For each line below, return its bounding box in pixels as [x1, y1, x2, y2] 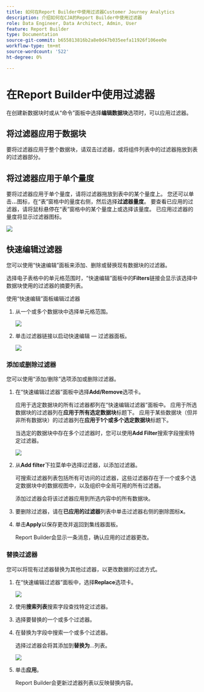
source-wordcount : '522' [6, 49, 69, 55]
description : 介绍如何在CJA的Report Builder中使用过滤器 [6, 15, 143, 21]
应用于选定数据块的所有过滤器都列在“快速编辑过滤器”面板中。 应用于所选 [15, 401, 197, 409]
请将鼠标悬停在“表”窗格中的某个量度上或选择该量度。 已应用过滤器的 [22, 205, 194, 213]
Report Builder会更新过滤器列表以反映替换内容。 [15, 679, 137, 686]
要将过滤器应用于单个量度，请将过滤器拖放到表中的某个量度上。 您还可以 [6, 190, 189, 198]
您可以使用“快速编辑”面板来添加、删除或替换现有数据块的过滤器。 [6, 261, 171, 269]
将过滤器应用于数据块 [6, 129, 86, 139]
